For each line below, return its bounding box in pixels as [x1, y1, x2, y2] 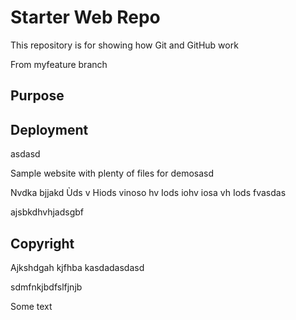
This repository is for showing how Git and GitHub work [10, 39, 239, 51]
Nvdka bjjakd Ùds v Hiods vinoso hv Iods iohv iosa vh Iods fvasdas [10, 187, 287, 199]
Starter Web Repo [10, 6, 161, 29]
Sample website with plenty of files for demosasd [10, 167, 215, 180]
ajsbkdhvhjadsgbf [10, 206, 84, 218]
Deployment [10, 121, 89, 138]
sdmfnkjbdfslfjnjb [10, 281, 83, 293]
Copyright [10, 235, 75, 252]
